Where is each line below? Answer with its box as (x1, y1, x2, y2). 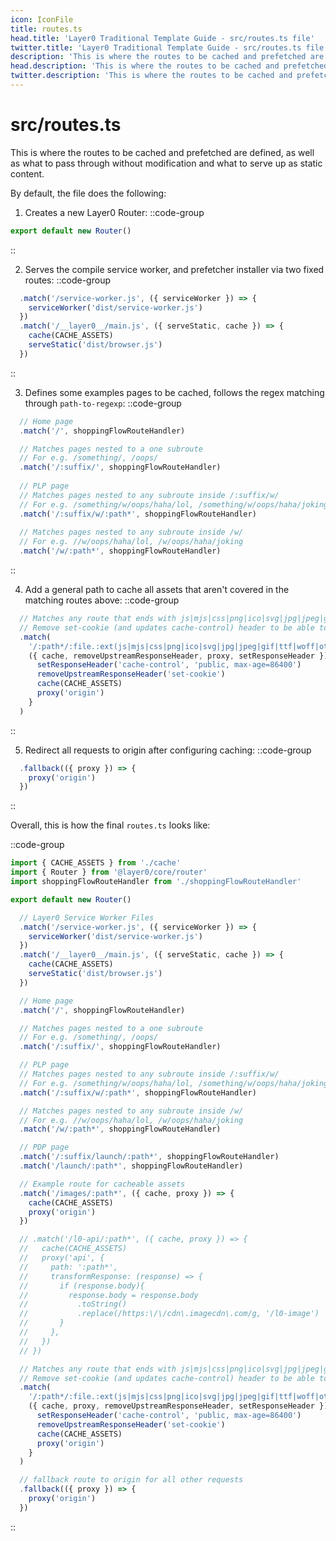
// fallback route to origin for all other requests (19, 1475, 244, 1485)
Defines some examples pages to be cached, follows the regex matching (24, 386, 325, 398)
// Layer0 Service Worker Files (19, 912, 155, 923)
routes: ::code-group (24, 274, 111, 286)
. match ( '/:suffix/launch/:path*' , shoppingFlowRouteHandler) (19, 1152, 280, 1162)
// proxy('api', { (19, 1253, 105, 1263)
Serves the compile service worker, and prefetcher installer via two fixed (24, 263, 325, 275)
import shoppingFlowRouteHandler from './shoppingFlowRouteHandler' (10, 877, 302, 887)
